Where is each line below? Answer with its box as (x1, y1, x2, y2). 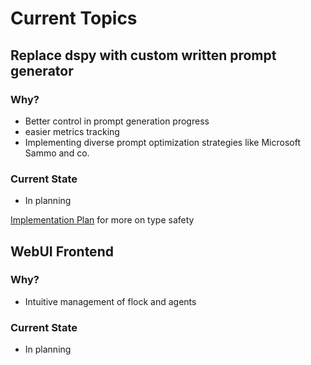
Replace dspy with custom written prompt (10, 47, 277, 64)
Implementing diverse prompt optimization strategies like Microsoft (24, 136, 301, 148)
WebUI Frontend (10, 243, 114, 260)
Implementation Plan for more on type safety (10, 214, 195, 226)
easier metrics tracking (24, 125, 120, 137)
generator (10, 62, 74, 79)
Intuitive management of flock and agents (24, 295, 197, 307)
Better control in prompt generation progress (24, 115, 210, 127)
